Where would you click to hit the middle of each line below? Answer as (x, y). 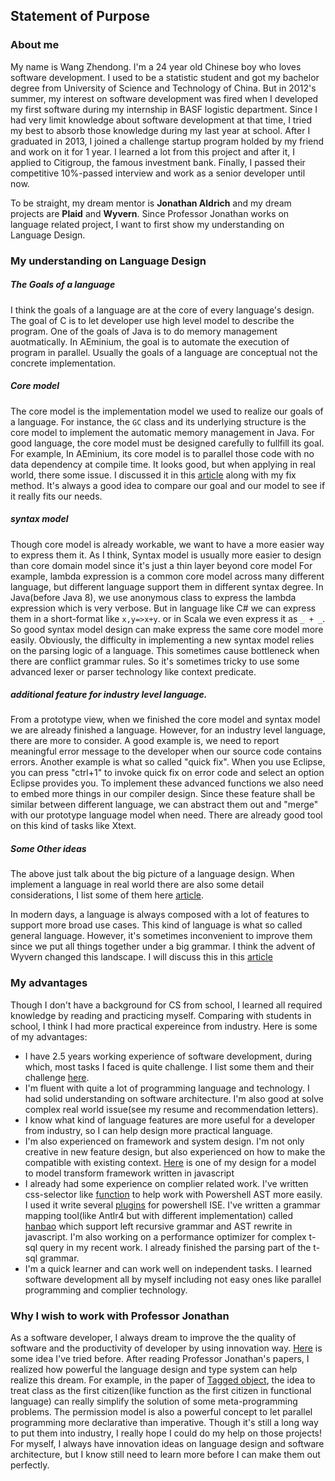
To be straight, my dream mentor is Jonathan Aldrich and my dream (151, 203)
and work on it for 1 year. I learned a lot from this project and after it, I (152, 151)
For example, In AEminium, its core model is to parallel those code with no (162, 453)
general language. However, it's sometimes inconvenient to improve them (161, 936)
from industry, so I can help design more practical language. (148, 1130)
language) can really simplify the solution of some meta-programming (154, 1401)
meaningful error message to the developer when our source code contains (166, 751)
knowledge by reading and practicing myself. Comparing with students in (161, 1015)
